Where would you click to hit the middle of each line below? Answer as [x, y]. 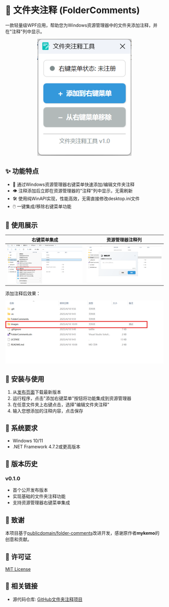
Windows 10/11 [28, 441]
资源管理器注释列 [124, 240]
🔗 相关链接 [21, 586]
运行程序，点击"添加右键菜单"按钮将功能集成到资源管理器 [72, 398]
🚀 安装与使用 [25, 379]
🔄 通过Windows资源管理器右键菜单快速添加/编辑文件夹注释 [73, 184]
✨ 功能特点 [22, 171]
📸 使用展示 [21, 225]
